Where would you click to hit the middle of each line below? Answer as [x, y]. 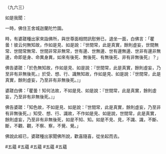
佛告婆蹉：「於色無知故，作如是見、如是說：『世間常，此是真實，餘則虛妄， [81, 68]
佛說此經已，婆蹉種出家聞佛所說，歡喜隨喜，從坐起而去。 [63, 136]
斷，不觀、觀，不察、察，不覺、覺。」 [43, 126]
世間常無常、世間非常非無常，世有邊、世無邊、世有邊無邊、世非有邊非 [85, 51]
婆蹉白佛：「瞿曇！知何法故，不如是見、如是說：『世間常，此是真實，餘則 [79, 91]
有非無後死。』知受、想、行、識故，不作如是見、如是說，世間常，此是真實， [82, 113]
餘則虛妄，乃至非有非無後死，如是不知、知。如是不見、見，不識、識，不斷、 [83, 119]
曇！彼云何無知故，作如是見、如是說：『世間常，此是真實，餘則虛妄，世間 [80, 45]
